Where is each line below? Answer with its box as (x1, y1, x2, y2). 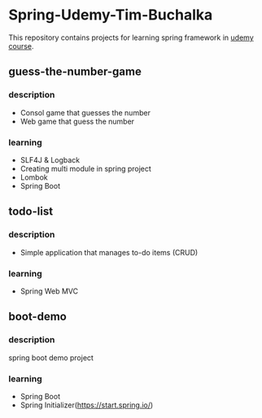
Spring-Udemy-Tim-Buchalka (8, 6, 213, 24)
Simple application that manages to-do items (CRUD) (20, 247, 199, 257)
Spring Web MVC (20, 286, 79, 296)
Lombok (20, 172, 49, 182)
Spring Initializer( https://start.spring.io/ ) (20, 400, 154, 410)
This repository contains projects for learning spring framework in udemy (8, 33, 254, 42)
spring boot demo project (8, 352, 94, 363)
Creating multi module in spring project (20, 163, 152, 173)
